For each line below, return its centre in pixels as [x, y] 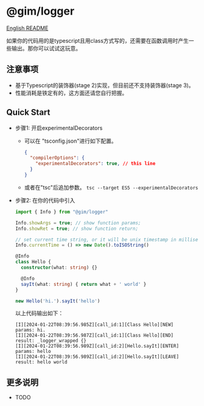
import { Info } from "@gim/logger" [62, 212]
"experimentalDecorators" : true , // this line [96, 164]
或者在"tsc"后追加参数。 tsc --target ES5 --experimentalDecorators [111, 187]
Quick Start [28, 112]
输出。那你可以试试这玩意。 [46, 48]
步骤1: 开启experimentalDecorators [59, 128]
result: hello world [41, 362]
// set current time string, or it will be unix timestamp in [96, 240]
